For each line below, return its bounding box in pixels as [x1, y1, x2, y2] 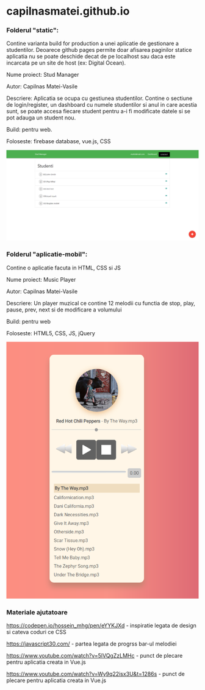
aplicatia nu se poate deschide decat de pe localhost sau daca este [6, 53, 176, 60]
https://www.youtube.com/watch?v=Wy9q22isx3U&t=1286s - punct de [6, 670, 185, 678]
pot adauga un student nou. [6, 114, 76, 121]
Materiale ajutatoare [6, 608, 68, 616]
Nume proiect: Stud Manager [6, 71, 79, 79]
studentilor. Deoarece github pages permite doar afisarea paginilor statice [6, 46, 192, 54]
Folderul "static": [6, 26, 59, 35]
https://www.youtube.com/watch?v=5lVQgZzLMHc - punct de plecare [6, 652, 183, 660]
